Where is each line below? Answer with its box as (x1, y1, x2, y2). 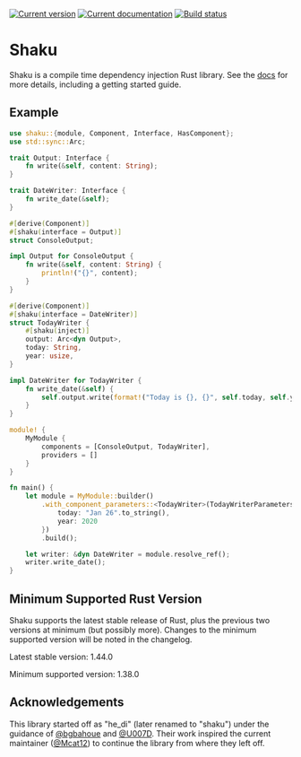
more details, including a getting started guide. (9, 79, 182, 90)
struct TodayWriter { (9, 318, 90, 327)
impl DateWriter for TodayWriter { (9, 376, 142, 385)
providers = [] (41, 450, 99, 459)
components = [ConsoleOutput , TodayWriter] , (41, 442, 211, 451)
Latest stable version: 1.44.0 (9, 651, 114, 662)
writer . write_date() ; (25, 558, 106, 567)
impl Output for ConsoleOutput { (9, 252, 134, 261)
